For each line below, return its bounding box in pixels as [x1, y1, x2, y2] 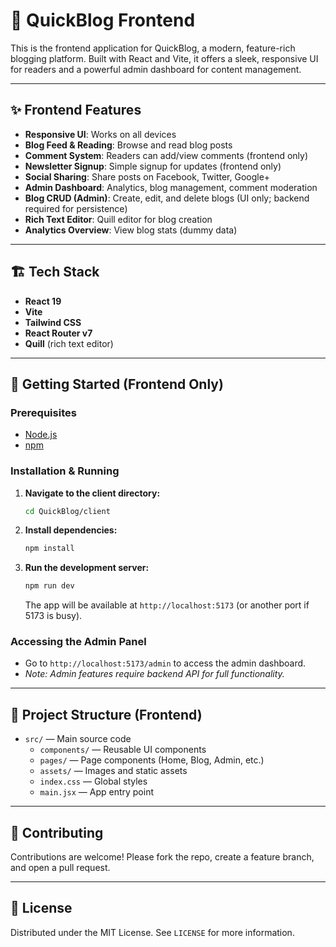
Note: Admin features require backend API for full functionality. [24, 668, 285, 680]
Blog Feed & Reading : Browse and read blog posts [24, 139, 233, 151]
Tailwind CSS [24, 316, 82, 328]
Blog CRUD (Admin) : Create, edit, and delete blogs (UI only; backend [24, 192, 310, 204]
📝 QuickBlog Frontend [10, 9, 196, 32]
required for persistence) [24, 202, 128, 214]
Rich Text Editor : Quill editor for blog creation [24, 213, 213, 225]
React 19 [24, 295, 62, 307]
